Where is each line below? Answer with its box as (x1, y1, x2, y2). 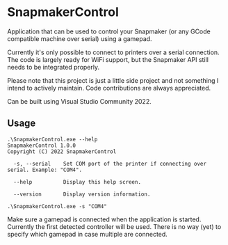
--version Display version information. (13, 191, 151, 198)
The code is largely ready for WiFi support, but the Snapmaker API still (7, 55, 209, 63)
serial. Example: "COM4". (7, 166, 82, 173)
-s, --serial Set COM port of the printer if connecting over (13, 160, 207, 167)
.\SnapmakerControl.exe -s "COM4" (7, 203, 108, 210)
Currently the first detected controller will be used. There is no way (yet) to (7, 222, 222, 230)
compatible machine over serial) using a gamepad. (7, 34, 152, 42)
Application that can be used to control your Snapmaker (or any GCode (7, 27, 211, 35)
